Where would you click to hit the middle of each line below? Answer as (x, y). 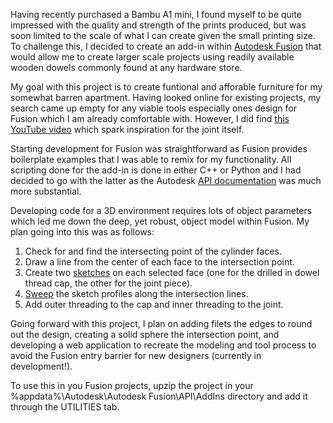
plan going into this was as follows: (82, 232)
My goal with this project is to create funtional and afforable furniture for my (166, 87)
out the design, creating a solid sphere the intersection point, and (145, 334)
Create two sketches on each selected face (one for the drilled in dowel (172, 272)
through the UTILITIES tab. (65, 407)
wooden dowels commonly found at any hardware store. (126, 67)
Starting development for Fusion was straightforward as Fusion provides (159, 148)
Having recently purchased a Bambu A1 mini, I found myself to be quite (156, 14)
